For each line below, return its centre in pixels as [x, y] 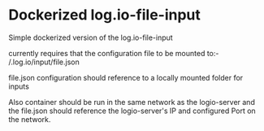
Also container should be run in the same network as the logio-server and [132, 102]
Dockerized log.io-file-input [105, 15]
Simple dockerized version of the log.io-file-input [91, 37]
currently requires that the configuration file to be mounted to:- [114, 53]
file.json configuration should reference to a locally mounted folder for [126, 77]
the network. [30, 119]
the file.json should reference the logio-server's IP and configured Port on [132, 111]
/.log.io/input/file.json [44, 62]
